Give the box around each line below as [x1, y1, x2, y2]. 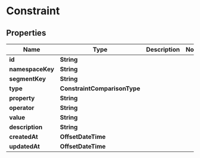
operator [9, 104, 35, 112]
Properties [6, 28, 46, 38]
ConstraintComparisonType [60, 84, 140, 93]
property [9, 94, 35, 102]
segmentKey [9, 75, 46, 83]
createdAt [9, 132, 39, 141]
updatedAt [9, 143, 40, 150]
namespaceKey [9, 65, 55, 73]
